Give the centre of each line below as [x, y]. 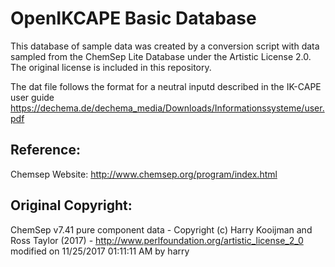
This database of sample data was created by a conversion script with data [165, 46]
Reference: [45, 150]
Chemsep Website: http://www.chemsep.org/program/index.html [144, 174]
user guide [32, 97]
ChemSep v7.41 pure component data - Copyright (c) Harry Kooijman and [161, 229]
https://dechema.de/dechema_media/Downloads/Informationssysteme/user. [167, 108]
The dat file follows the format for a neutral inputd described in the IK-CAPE [166, 86]
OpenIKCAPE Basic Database [133, 18]
